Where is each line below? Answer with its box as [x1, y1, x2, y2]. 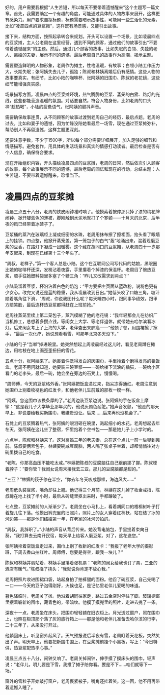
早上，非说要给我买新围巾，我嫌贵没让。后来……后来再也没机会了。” [5, 410, 141, 416]
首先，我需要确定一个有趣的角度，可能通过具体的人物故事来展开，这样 [13, 11, 156, 16]
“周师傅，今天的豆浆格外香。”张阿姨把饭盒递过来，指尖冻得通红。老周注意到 [5, 381, 158, 386]
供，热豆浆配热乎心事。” [5, 645, 53, 651]
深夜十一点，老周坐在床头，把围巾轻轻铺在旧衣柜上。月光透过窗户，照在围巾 [5, 610, 160, 616]
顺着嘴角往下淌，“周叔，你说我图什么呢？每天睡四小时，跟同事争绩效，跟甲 [5, 295, 158, 302]
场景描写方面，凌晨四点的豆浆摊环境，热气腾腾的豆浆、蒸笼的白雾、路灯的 [5, 91, 156, 97]
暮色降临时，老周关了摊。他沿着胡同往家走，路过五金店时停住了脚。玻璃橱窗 [5, 593, 160, 599]
